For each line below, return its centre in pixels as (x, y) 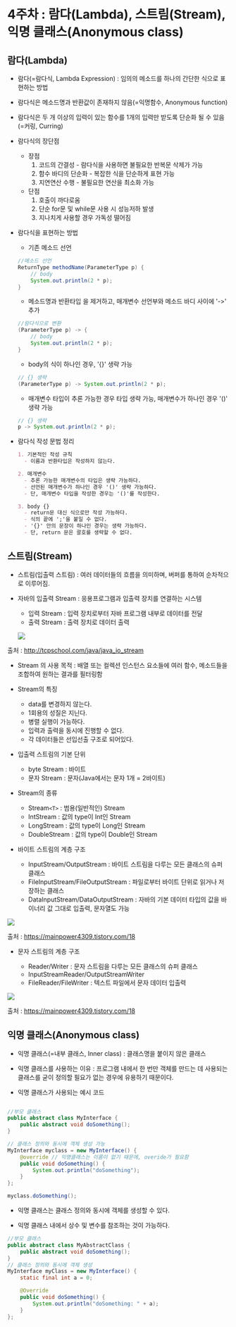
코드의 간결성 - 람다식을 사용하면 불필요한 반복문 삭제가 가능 (121, 165)
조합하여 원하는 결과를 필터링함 (60, 674)
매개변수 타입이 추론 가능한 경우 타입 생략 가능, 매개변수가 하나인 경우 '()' (128, 398)
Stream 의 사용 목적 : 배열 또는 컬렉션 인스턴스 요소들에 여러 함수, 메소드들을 (122, 665)
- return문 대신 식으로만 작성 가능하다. (76, 513)
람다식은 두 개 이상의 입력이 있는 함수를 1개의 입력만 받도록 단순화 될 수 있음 (121, 117)
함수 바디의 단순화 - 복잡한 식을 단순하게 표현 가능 (106, 174)
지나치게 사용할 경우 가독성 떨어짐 (85, 218)
